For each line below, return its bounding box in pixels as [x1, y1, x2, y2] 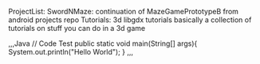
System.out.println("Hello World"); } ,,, [8, 47, 134, 56]
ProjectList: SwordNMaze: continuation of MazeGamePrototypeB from [8, 7, 239, 16]
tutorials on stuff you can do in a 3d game [8, 24, 146, 32]
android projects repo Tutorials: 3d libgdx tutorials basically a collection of [8, 15, 252, 24]
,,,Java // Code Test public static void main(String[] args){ [8, 39, 198, 48]
